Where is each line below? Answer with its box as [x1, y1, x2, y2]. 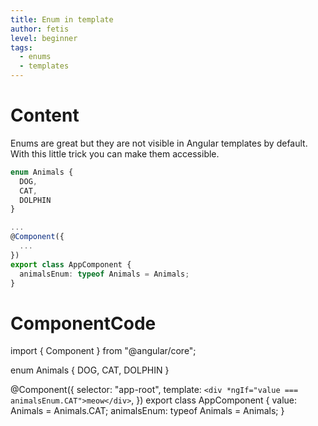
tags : [10, 42, 33, 53]
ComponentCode [10, 312, 157, 335]
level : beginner [10, 33, 78, 43]
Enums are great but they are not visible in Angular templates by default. [10, 137, 308, 149]
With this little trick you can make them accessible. [10, 147, 220, 160]
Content [10, 104, 80, 127]
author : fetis [10, 24, 70, 34]
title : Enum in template [10, 14, 114, 25]
